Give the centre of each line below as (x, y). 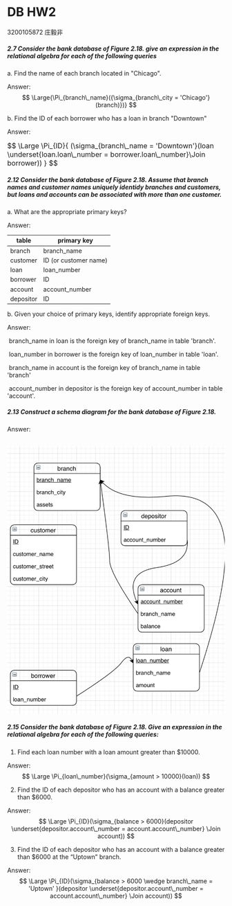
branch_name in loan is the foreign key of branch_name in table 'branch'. (112, 341)
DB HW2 (32, 12)
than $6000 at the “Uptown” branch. (69, 857)
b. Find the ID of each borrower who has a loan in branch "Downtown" (107, 118)
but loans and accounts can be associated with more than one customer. (115, 194)
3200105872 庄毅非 (35, 32)
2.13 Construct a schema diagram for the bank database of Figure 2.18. (112, 411)
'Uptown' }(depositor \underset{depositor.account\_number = (116, 888)
